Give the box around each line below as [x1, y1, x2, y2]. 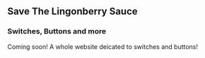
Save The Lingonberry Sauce [7, 6, 138, 17]
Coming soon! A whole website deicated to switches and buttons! [7, 42, 199, 51]
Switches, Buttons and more [7, 27, 107, 36]
